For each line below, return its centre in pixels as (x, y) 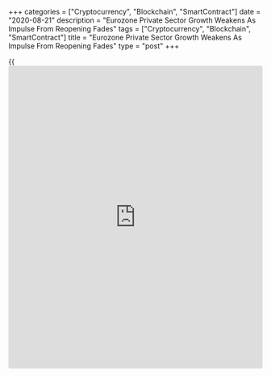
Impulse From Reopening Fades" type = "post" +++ (94, 46)
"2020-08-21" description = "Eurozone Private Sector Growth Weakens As (132, 20)
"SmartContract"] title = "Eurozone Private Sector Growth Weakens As (125, 37)
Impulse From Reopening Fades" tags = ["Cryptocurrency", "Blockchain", (130, 29)
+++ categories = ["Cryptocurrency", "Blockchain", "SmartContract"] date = (135, 12)
